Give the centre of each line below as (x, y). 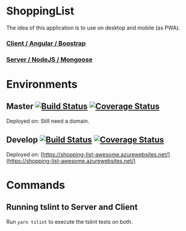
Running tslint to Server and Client (72, 207)
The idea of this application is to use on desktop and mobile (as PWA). (93, 28)
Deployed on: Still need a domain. (48, 121)
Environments (42, 84)
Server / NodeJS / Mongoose (50, 60)
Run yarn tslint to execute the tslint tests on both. (70, 221)
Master (20, 106)
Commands (36, 185)
